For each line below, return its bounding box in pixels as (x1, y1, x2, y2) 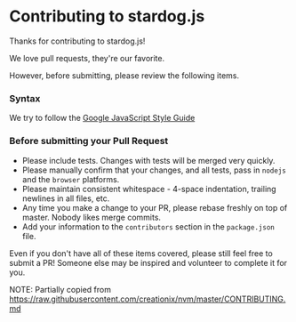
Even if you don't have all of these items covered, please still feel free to (9, 247, 273, 259)
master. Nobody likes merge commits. (21, 212, 162, 222)
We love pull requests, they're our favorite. (9, 52, 165, 63)
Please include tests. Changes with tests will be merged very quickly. (21, 155, 276, 165)
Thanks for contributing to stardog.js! (9, 36, 146, 46)
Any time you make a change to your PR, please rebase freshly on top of (21, 202, 288, 213)
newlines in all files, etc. (21, 193, 110, 204)
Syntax (9, 92, 41, 104)
